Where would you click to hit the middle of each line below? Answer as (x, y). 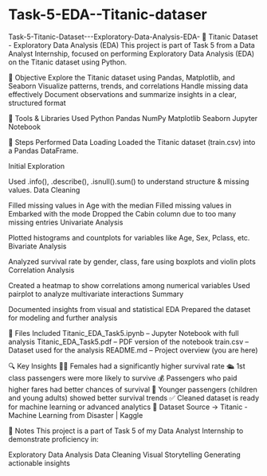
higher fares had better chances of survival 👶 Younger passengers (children (133, 389)
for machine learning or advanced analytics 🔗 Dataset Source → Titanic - (128, 407)
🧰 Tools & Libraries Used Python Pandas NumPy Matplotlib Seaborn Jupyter (133, 118)
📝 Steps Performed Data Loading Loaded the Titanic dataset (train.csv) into (132, 142)
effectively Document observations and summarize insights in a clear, (122, 94)
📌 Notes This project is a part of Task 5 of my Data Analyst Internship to (126, 431)
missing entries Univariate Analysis (66, 222)
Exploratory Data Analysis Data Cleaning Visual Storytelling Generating (124, 455)
